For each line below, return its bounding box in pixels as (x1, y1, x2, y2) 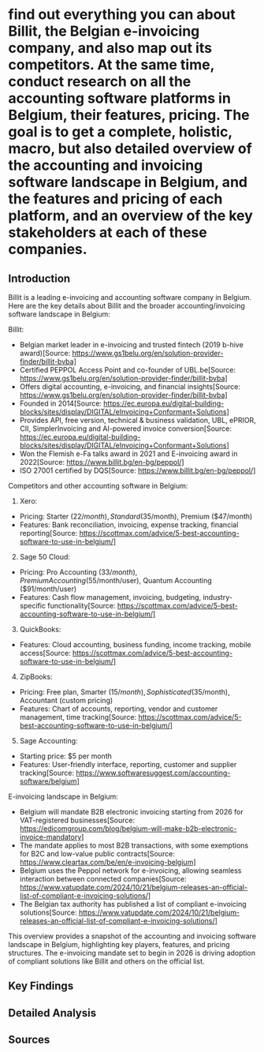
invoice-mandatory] (19, 833, 84, 841)
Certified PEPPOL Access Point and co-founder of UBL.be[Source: (19, 365, 236, 374)
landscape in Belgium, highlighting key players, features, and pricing (8, 940, 230, 949)
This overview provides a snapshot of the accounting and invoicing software (8, 931, 256, 941)
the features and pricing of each (8, 190, 223, 208)
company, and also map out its (8, 39, 213, 57)
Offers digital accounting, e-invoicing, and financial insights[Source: (19, 382, 241, 391)
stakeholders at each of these (8, 223, 207, 241)
